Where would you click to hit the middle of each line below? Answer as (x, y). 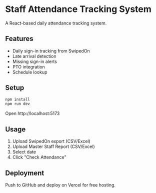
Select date (24, 152)
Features (19, 39)
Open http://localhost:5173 (32, 113)
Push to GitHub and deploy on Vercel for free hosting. (60, 185)
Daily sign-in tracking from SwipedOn (51, 50)
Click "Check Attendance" (39, 157)
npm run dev (17, 104)
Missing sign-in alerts (35, 61)
